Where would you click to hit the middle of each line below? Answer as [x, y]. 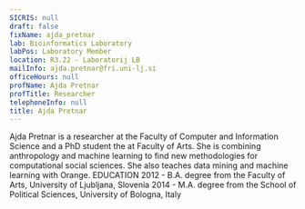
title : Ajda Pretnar [49, 111]
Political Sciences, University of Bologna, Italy [96, 194]
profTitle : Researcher [52, 94]
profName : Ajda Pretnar [55, 85]
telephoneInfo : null [49, 102]
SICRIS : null [34, 18]
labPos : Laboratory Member [61, 52]
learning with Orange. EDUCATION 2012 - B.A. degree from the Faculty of [147, 175]
